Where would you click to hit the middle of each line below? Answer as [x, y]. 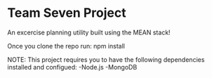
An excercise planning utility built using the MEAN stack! [89, 32]
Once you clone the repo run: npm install [66, 46]
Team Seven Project [67, 13]
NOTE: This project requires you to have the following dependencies [106, 59]
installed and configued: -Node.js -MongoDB [72, 67]
